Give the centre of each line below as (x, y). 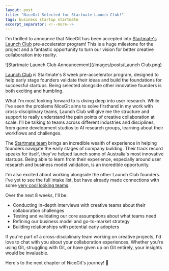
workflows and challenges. (34, 133)
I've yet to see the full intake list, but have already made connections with (82, 180)
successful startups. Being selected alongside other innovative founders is (83, 86)
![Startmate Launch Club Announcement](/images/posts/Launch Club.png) (83, 65)
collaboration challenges (38, 211)
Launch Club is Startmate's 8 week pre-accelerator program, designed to (82, 75)
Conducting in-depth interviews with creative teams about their (79, 205)
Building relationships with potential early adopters (66, 227)
